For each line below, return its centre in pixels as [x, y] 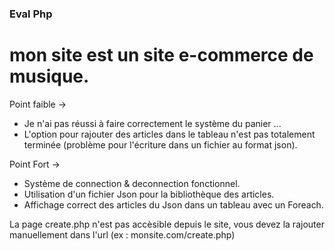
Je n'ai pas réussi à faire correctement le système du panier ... [152, 123]
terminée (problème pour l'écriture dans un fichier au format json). [160, 144]
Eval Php [31, 14]
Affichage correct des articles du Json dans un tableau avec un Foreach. [173, 204]
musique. [49, 76]
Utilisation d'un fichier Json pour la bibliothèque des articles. [149, 194]
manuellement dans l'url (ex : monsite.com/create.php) [122, 234]
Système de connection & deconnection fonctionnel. [132, 183]
